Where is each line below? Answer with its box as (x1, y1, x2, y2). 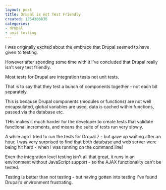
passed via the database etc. (5, 109, 64, 115)
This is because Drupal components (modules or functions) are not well (5, 98, 152, 104)
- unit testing (5, 30, 37, 35)
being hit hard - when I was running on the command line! (5, 144, 123, 150)
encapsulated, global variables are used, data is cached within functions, (5, 104, 155, 109)
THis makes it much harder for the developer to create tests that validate (5, 119, 154, 124)
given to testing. (5, 49, 38, 55)
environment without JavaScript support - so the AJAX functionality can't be (5, 159, 162, 165)
